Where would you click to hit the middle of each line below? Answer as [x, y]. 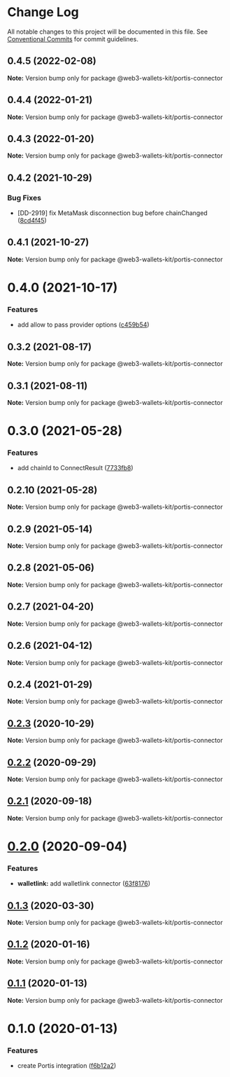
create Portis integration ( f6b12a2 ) [67, 1066]
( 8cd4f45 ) [32, 221]
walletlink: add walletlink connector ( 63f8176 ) [84, 884]
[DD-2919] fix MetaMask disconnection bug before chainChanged [112, 213]
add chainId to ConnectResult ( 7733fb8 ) [76, 468]
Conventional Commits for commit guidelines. [73, 39]
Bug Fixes [24, 198]
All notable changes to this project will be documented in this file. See [108, 32]
